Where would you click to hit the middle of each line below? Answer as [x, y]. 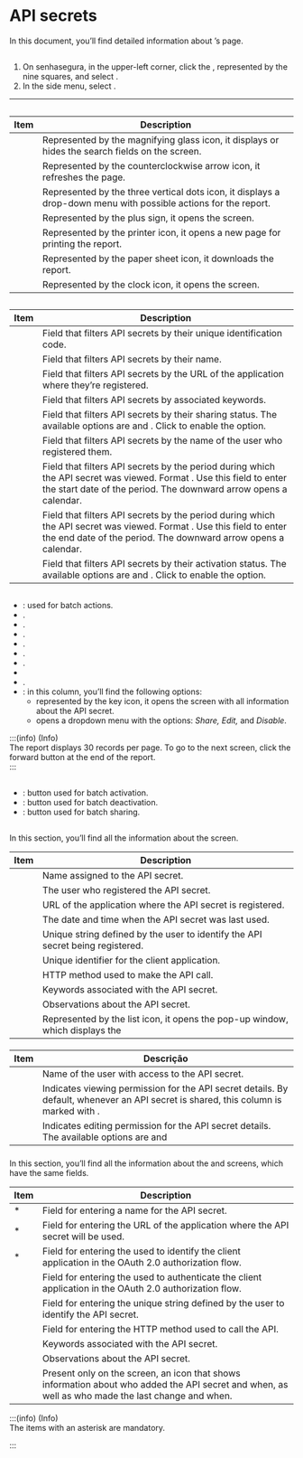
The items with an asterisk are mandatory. [87, 1427]
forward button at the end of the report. [83, 757]
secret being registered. [93, 945]
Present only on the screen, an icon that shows [141, 1373]
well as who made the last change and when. [137, 1396]
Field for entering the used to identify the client [141, 1251]
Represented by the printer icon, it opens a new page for [161, 232]
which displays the [82, 1030]
